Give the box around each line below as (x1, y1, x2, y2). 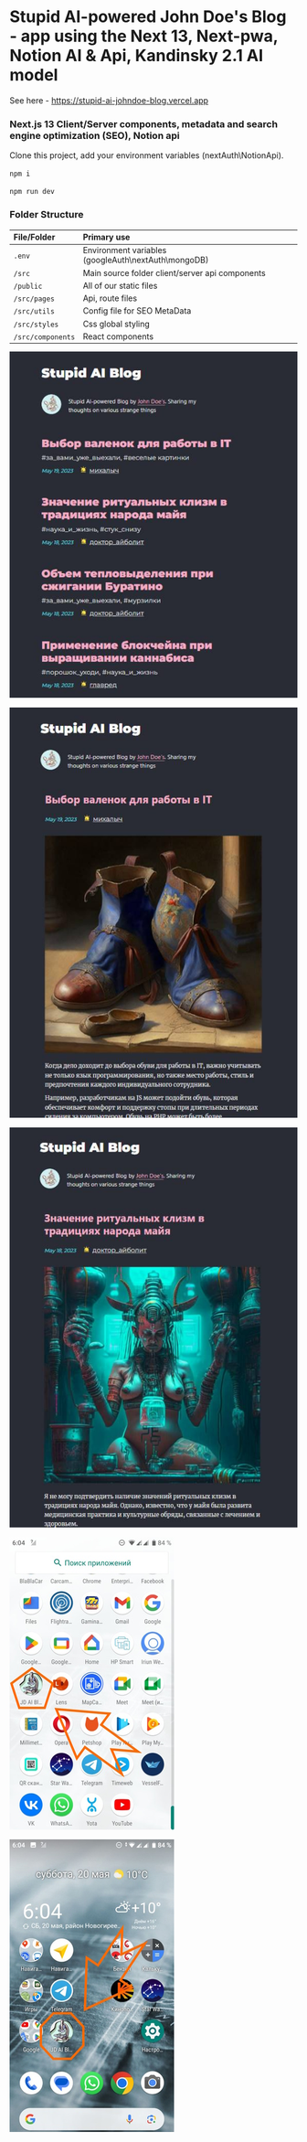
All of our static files (82, 280, 158, 291)
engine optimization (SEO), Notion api (9, 129, 180, 142)
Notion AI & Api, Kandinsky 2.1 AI (9, 46, 263, 66)
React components (82, 331, 153, 342)
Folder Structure (9, 208, 84, 221)
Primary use (82, 231, 131, 243)
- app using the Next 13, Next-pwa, (9, 26, 279, 47)
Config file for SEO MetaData (82, 305, 192, 316)
